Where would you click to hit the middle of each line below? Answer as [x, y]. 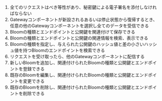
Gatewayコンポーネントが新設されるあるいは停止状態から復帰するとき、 [83, 19]
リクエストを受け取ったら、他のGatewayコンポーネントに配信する [77, 56]
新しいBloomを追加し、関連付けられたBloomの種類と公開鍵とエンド [79, 63]
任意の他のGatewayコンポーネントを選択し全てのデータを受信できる [79, 26]
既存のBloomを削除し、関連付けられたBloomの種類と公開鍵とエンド [79, 87]
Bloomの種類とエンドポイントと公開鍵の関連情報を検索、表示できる [79, 38]
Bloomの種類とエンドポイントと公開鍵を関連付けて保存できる [73, 32]
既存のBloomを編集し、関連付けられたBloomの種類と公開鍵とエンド [79, 75]
